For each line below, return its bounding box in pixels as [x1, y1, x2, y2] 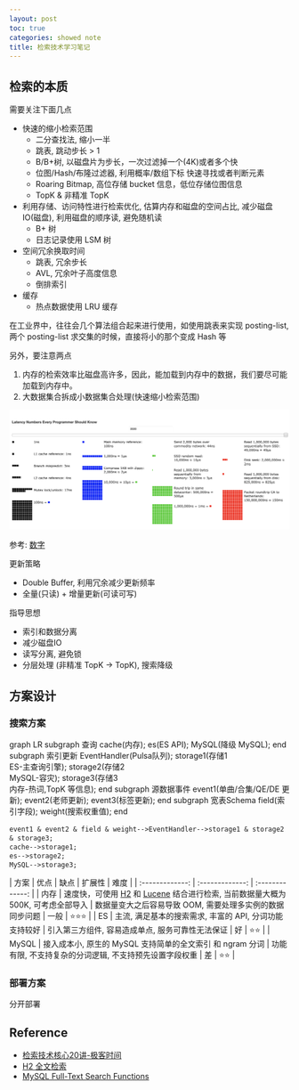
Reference [9, 1025, 69, 1040]
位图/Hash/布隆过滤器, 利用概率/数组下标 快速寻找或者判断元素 [35, 167, 265, 178]
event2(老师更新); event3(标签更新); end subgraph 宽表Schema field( [24, 794, 278, 805]
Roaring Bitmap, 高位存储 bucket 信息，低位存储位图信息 [35, 179, 243, 190]
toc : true [9, 23, 46, 33]
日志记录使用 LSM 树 [35, 234, 112, 245]
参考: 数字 [9, 540, 45, 550]
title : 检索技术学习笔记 [9, 43, 91, 52]
